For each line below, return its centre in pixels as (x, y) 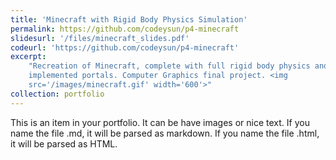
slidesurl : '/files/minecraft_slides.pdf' (100, 38)
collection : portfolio (57, 94)
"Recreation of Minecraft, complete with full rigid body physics (169, 66)
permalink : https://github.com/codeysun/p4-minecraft (125, 29)
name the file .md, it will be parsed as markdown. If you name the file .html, (165, 133)
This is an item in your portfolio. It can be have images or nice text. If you (160, 122)
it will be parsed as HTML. (64, 143)
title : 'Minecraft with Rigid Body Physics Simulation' (129, 19)
